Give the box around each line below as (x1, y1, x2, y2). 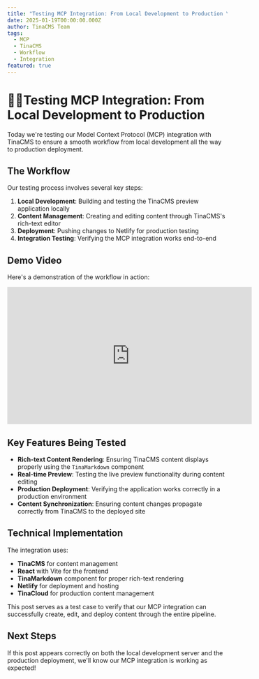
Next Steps (7, 630, 57, 642)
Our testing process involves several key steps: (7, 184, 143, 192)
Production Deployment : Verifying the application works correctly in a (17, 485, 221, 493)
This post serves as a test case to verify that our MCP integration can (7, 602, 207, 611)
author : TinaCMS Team (7, 23, 71, 30)
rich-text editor (17, 219, 61, 227)
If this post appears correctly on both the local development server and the (7, 648, 223, 657)
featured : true (7, 62, 52, 69)
